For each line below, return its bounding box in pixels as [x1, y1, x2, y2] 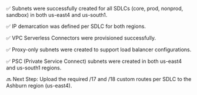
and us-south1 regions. [6, 64, 62, 71]
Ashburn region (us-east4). [6, 82, 72, 89]
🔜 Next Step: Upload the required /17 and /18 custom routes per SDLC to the [6, 76, 192, 82]
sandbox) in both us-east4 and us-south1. [6, 12, 108, 18]
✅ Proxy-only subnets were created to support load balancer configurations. [6, 46, 192, 53]
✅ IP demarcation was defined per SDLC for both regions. [6, 23, 146, 30]
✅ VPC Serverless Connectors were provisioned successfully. [6, 34, 156, 41]
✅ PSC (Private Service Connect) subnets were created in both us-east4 [6, 58, 182, 65]
